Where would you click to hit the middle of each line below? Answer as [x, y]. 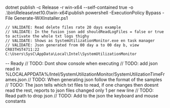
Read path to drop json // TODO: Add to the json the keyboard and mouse [82, 96]
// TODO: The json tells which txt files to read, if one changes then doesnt [82, 85]
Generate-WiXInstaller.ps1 [41, 18]
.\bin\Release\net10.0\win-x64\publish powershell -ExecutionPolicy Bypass [83, 13]
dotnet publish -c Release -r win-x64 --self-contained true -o [69, 7]
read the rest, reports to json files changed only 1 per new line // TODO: [79, 90]
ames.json [16, 80]
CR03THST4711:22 [22, 50]
